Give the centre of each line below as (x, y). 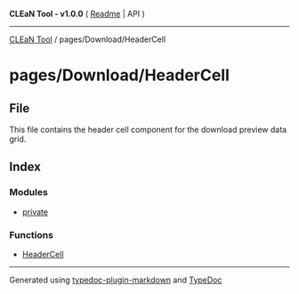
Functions (31, 234)
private (35, 212)
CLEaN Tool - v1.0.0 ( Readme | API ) (77, 14)
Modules (29, 192)
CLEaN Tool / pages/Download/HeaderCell (88, 39)
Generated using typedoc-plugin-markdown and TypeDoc (116, 280)
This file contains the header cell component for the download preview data (148, 130)
